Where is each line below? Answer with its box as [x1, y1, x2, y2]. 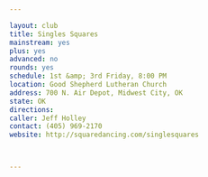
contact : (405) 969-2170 [9, 122, 103, 131]
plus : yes [9, 46, 47, 55]
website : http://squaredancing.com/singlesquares [9, 130, 200, 140]
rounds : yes [9, 63, 54, 72]
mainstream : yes [9, 38, 70, 47]
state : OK [9, 97, 47, 106]
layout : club [9, 21, 59, 30]
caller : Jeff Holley [9, 114, 87, 123]
